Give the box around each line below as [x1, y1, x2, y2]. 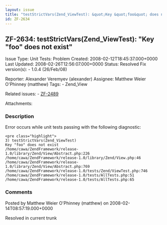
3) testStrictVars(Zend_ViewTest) [5, 138, 77, 143]
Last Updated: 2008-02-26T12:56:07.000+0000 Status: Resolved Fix [5, 61, 147, 67]
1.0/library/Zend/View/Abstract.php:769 [5, 164, 90, 169]
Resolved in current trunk [5, 215, 57, 221]
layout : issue [5, 7, 35, 12]
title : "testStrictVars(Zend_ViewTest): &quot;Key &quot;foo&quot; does [5, 12, 159, 17]
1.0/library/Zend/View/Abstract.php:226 [5, 151, 90, 156]
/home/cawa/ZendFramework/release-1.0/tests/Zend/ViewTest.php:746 [5, 168, 148, 174]
